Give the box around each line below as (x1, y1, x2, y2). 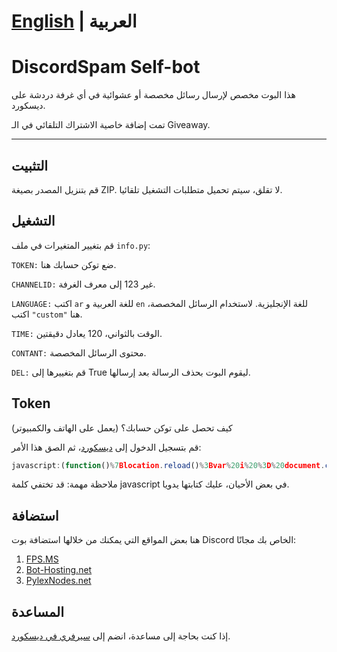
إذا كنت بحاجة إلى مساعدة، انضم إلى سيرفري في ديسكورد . (11, 630, 231, 642)
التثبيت (11, 157, 49, 174)
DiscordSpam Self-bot (11, 56, 201, 79)
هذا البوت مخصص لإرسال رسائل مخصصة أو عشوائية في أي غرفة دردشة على (11, 89, 296, 101)
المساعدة (11, 603, 65, 620)
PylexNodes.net (25, 575, 92, 587)
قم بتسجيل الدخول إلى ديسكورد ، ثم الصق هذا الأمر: (11, 441, 202, 453)
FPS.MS (25, 553, 59, 565)
